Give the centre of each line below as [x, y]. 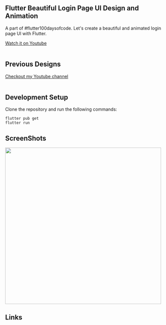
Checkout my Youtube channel [37, 76]
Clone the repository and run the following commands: [61, 109]
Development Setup [37, 97]
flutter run [17, 123]
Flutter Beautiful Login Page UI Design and [72, 8]
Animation [22, 16]
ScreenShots [26, 138]
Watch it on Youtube [26, 43]
